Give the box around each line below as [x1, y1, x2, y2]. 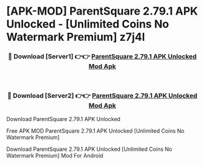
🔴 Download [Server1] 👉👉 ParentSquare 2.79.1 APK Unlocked [8, 52, 197, 61]
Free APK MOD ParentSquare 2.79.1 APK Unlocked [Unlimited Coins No [6, 127, 185, 135]
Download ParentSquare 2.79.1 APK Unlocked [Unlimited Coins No [6, 145, 172, 153]
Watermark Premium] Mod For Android [6, 152, 104, 159]
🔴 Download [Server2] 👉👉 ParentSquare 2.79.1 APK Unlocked [7, 91, 198, 100]
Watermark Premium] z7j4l [6, 30, 145, 44]
